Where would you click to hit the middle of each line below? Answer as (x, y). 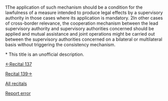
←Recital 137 (18, 64)
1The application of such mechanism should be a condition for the (74, 7)
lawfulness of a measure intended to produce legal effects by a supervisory (84, 13)
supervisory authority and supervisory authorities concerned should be (80, 29)
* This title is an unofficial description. (45, 54)
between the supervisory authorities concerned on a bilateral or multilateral (84, 39)
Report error (18, 93)
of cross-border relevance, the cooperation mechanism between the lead (82, 23)
